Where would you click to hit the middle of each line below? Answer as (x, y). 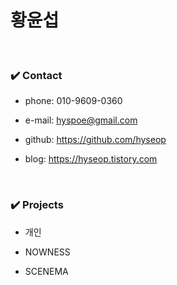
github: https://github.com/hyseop (95, 140)
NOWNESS (47, 252)
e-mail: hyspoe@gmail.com (81, 120)
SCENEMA (46, 271)
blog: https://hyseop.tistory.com (91, 159)
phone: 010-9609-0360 (73, 101)
